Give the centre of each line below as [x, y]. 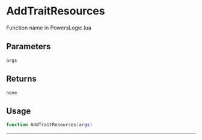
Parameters [29, 47]
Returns [22, 79]
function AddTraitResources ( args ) [50, 125]
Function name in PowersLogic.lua [49, 28]
